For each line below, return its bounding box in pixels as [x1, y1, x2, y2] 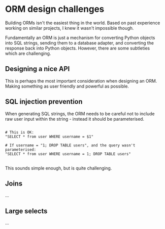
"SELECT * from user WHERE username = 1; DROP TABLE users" [5, 151, 132, 156]
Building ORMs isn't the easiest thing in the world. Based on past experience [5, 20, 160, 26]
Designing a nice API [5, 65, 70, 73]
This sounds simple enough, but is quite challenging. [5, 165, 112, 171]
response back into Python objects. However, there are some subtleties [5, 45, 150, 51]
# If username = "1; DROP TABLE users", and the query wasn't [5, 142, 135, 148]
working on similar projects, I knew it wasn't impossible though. [5, 25, 134, 31]
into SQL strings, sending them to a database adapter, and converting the [5, 40, 154, 46]
